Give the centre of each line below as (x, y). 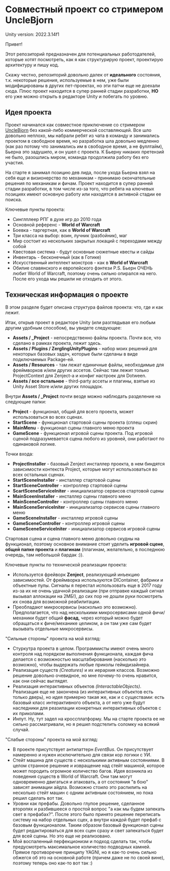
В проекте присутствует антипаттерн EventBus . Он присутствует (83, 749)
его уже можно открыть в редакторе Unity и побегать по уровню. (77, 96)
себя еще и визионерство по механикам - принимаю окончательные (80, 178)
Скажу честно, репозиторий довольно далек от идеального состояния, (83, 74)
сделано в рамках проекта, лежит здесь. (57, 343)
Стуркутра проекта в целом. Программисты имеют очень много (83, 648)
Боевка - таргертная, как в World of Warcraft (61, 230)
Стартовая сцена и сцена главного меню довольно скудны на (73, 538)
